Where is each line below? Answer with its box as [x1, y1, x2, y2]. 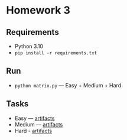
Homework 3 [6, 4, 71, 17]
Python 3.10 [14, 43, 43, 50]
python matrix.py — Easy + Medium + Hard [14, 82, 122, 89]
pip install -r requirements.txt [14, 50, 97, 56]
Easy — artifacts [14, 115, 55, 122]
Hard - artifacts [14, 127, 52, 134]
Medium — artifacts [14, 121, 63, 128]
